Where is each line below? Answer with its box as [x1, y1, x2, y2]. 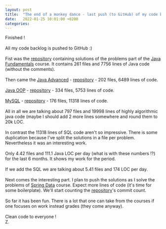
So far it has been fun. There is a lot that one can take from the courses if [5, 198, 155, 204]
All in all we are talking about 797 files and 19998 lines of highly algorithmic [5, 109, 158, 114]
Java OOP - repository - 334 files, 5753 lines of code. [5, 87, 115, 93]
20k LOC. [5, 119, 25, 125]
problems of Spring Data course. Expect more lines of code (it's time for [5, 182, 152, 188]
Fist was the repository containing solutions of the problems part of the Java [5, 56, 161, 62]
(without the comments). [5, 66, 55, 72]
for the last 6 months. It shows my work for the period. [5, 156, 116, 162]
